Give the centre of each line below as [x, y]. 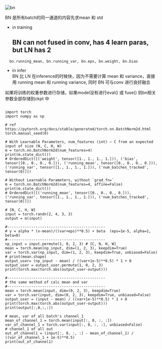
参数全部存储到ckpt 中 [27, 98]
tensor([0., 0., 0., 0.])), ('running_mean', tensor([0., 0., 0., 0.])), [81, 163]
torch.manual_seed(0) [27, 133]
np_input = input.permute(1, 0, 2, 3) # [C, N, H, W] [61, 244]
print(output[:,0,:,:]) [29, 308]
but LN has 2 [31, 50]
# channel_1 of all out [29, 329]
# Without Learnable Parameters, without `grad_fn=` [60, 180]
